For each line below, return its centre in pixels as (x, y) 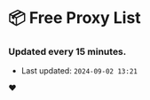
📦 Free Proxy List (75, 18)
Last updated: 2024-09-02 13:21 (79, 71)
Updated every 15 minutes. (67, 52)
